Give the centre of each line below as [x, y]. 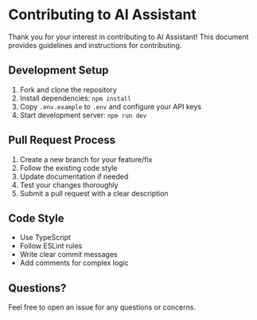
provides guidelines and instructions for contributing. [95, 45]
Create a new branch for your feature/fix [86, 159]
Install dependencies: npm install [75, 98]
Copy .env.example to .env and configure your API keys [110, 106]
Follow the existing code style [68, 168]
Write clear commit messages [68, 255]
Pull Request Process [62, 140]
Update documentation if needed [74, 176]
